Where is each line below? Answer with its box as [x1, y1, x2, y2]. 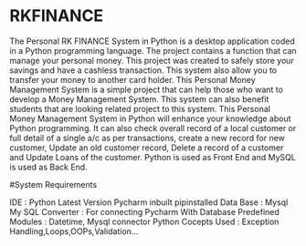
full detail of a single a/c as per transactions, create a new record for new [9, 132, 286, 143]
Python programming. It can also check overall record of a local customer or [9, 122, 297, 133]
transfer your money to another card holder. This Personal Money [9, 74, 256, 85]
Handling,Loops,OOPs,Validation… [9, 225, 139, 237]
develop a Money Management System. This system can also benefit [9, 93, 269, 105]
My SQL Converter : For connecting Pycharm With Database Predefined [9, 206, 280, 217]
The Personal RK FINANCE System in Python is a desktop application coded [9, 36, 295, 46]
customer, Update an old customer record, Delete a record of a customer [9, 142, 284, 153]
